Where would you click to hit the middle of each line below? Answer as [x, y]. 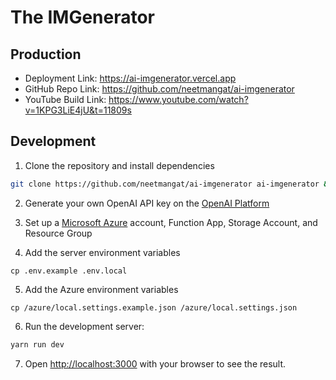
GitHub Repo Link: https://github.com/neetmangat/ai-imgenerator [159, 89]
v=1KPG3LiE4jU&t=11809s [78, 110]
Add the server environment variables [102, 252]
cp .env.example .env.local [69, 271]
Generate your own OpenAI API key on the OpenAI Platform [147, 203]
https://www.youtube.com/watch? [178, 99]
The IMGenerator [83, 17]
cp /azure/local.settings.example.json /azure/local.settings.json [154, 307]
